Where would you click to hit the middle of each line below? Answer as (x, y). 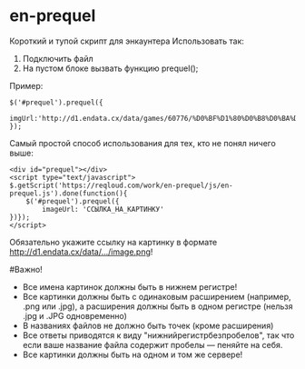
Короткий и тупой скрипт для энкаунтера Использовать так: (127, 41)
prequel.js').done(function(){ (69, 193)
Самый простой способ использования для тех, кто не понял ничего (143, 143)
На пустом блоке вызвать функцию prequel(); (110, 68)
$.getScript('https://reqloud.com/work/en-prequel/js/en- (121, 185)
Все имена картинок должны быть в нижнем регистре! (130, 286)
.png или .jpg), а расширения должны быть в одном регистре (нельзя (157, 306)
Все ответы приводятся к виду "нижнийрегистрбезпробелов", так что (158, 335)
